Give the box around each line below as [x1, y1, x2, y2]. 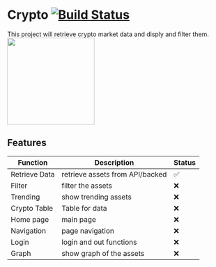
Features [7, 137, 47, 149]
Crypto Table [10, 203, 54, 213]
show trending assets [61, 192, 132, 202]
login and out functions [61, 237, 137, 247]
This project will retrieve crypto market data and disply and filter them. [7, 30, 209, 38]
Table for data [61, 203, 107, 213]
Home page [10, 214, 49, 224]
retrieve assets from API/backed [61, 169, 167, 179]
